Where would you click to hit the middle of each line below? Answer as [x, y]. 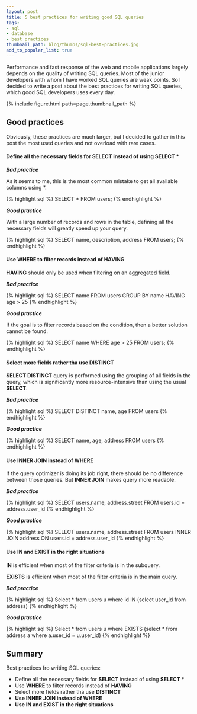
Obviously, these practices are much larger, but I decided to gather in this [96, 136]
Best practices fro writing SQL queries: [53, 668]
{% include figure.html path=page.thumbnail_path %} [71, 104]
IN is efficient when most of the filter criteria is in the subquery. [83, 565]
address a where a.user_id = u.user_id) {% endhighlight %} [78, 635]
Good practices [35, 122]
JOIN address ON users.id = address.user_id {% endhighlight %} [85, 538]
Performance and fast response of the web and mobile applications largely [97, 67]
